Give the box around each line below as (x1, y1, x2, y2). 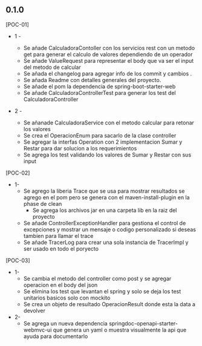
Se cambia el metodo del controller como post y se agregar (23, 275, 172, 282)
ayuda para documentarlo (23, 332, 88, 340)
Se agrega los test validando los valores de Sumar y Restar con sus (23, 151, 192, 158)
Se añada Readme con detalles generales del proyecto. (23, 76, 161, 83)
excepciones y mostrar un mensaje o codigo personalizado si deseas (23, 226, 196, 233)
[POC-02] (5, 169, 30, 176)
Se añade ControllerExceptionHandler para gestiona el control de (23, 219, 186, 226)
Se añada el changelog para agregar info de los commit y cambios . (23, 69, 192, 77)
